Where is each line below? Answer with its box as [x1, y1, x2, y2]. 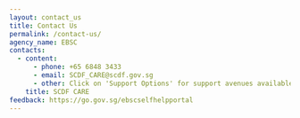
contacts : [9, 46, 46, 55]
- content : [17, 54, 58, 63]
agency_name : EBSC [9, 37, 78, 47]
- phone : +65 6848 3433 [32, 63, 122, 72]
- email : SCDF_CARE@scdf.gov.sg [32, 71, 154, 80]
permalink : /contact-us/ [9, 29, 102, 38]
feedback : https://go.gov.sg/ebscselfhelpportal [9, 95, 194, 105]
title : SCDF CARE [25, 87, 90, 96]
